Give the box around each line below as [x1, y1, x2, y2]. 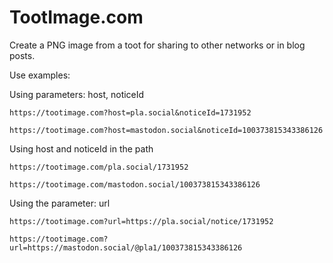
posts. [9, 49, 36, 61]
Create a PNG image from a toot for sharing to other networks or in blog [9, 39, 306, 51]
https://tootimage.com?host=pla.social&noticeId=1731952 [9, 107, 252, 118]
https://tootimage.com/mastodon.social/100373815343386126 [9, 179, 261, 190]
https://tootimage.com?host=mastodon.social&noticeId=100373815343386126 [9, 125, 324, 135]
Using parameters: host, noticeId [9, 88, 145, 100]
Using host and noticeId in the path [9, 142, 154, 155]
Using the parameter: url [9, 197, 111, 209]
